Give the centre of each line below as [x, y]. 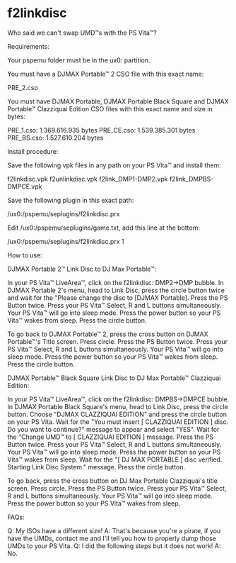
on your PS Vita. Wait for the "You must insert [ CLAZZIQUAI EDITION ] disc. [118, 422]
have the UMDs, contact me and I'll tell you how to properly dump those [112, 538]
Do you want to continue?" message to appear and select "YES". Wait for [113, 429]
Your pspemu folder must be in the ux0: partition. [79, 60]
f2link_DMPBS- [191, 179]
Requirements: [28, 46]
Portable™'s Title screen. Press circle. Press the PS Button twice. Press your [118, 341]
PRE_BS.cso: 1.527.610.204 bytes [55, 138]
